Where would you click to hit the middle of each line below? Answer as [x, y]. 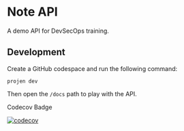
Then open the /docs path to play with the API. [72, 93]
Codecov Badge [30, 107]
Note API [32, 12]
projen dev [22, 81]
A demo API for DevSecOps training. [58, 31]
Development [36, 52]
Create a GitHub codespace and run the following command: [92, 68]
